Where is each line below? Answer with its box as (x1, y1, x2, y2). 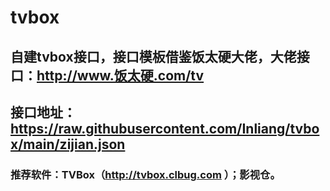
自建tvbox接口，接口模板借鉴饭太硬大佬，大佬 (10, 48, 297, 65)
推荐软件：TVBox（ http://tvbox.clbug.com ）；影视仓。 (10, 167, 281, 181)
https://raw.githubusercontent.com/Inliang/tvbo (10, 120, 320, 137)
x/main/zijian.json (10, 136, 126, 153)
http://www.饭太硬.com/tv (36, 67, 205, 84)
